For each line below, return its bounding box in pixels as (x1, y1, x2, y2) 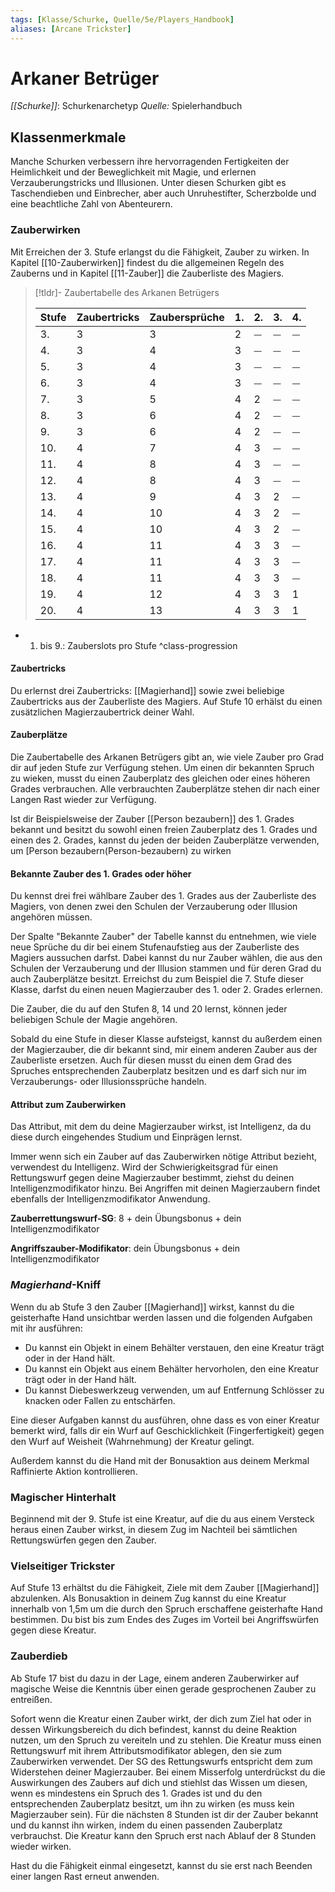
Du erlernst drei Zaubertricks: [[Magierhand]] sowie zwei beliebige (10, 684, 285, 696)
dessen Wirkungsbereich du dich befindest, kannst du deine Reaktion (10, 1723, 298, 1735)
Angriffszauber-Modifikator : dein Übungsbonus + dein (10, 1242, 241, 1255)
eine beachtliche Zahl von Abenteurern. (10, 198, 173, 210)
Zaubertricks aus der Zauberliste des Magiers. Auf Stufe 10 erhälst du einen (10, 695, 323, 707)
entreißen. (10, 1693, 53, 1705)
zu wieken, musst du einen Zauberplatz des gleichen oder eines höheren (10, 772, 311, 784)
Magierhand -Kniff (10, 1278, 102, 1292)
